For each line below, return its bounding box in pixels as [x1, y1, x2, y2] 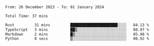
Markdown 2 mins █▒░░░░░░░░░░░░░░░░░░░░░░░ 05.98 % [5, 32, 149, 37]
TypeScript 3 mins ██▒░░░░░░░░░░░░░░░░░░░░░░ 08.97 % [5, 27, 149, 32]
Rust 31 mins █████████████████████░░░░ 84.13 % [5, 22, 149, 27]
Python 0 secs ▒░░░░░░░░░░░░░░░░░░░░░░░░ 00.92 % [5, 36, 149, 42]
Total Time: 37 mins [5, 13, 49, 18]
